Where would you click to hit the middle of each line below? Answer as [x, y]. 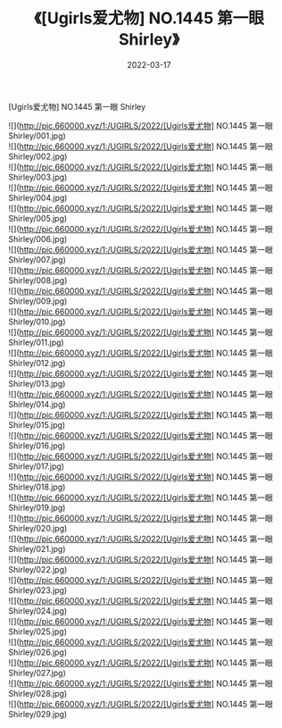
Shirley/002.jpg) [38, 156]
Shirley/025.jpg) [38, 632]
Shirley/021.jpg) [37, 548]
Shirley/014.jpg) [37, 404]
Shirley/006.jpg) [38, 238]
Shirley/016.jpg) [37, 445]
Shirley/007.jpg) [37, 259]
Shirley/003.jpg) [38, 177]
